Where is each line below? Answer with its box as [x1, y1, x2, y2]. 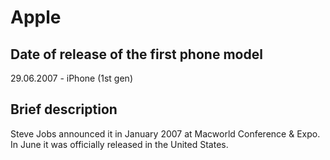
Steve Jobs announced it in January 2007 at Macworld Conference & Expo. [10, 127, 321, 140]
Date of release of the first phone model [10, 46, 263, 63]
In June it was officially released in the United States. [10, 138, 229, 150]
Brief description [10, 101, 118, 118]
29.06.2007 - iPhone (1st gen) [10, 72, 133, 84]
